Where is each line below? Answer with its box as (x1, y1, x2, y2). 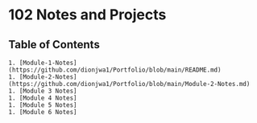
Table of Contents (8, 38, 101, 51)
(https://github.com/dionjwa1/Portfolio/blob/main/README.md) (8, 66, 222, 74)
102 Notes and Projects (8, 6, 167, 24)
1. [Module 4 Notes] (8, 94, 78, 102)
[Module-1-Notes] (19, 59, 78, 67)
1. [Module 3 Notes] (8, 87, 78, 95)
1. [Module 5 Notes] (8, 101, 78, 109)
